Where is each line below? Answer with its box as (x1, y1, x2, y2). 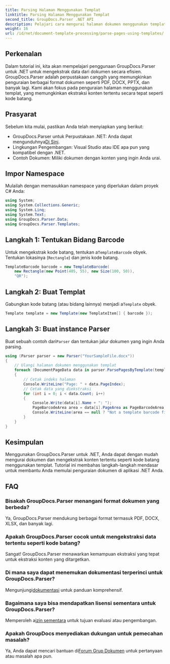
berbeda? (5, 504, 29, 511)
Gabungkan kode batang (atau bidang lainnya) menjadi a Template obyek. (5, 301, 157, 307)
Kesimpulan (5, 438, 44, 447)
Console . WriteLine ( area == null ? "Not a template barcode (32, 410, 159, 415)
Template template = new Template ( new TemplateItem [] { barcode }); (5, 311, 153, 316)
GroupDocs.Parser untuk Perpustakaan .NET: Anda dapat (12, 133, 133, 139)
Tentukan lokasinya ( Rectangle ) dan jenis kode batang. (5, 254, 119, 261)
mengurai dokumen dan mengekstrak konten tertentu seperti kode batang (5, 456, 159, 463)
